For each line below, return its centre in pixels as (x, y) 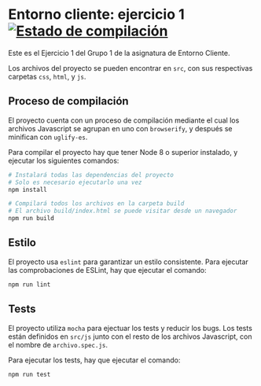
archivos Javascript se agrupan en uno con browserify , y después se (120, 128)
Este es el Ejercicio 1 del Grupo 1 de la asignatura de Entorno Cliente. (119, 53)
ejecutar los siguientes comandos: (64, 160)
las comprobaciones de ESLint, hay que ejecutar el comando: (107, 270)
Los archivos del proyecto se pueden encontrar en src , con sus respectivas (130, 68)
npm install (28, 189)
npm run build (31, 219)
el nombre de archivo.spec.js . (58, 344)
